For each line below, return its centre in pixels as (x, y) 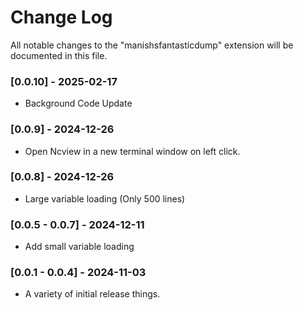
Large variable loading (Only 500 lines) (105, 198)
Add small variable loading (79, 247)
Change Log (61, 17)
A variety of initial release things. (92, 294)
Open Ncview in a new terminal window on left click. (132, 151)
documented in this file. (59, 55)
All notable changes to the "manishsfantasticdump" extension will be (152, 45)
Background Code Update (78, 103)
